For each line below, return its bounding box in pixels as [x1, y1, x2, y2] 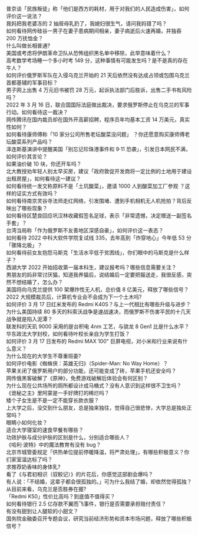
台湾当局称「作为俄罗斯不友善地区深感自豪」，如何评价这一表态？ [6, 227, 164, 234]
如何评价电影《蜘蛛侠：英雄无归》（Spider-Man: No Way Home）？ [6, 360, 169, 367]
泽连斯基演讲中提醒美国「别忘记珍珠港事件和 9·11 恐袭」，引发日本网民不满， [6, 145, 191, 153]
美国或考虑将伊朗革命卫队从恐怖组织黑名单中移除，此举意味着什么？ [6, 50, 171, 56]
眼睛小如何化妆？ [6, 419, 48, 426]
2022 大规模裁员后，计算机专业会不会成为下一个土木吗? [6, 293, 142, 300]
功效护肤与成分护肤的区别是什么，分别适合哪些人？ [6, 434, 130, 440]
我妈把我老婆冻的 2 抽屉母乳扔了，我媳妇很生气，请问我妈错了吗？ [6, 20, 167, 27]
